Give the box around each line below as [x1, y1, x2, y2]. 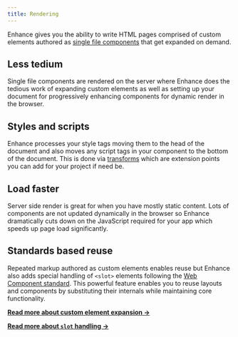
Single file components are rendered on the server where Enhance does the [7, 77, 230, 85]
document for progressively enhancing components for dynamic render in [7, 92, 224, 100]
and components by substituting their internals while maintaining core [7, 286, 212, 295]
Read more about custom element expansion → [7, 308, 150, 316]
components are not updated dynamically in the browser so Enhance [7, 209, 210, 218]
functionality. [7, 294, 46, 303]
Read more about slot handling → [7, 321, 109, 330]
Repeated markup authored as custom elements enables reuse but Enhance [7, 264, 230, 272]
